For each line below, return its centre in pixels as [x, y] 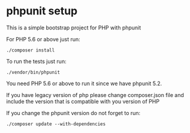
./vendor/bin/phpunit [33, 72]
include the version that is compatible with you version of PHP [83, 101]
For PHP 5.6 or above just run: [43, 39]
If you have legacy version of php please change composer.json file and [95, 95]
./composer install [31, 50]
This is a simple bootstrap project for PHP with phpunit [74, 28]
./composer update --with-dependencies [56, 124]
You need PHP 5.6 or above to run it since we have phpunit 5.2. [84, 83]
